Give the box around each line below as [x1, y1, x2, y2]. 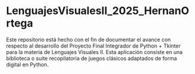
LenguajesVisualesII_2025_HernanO [6, 4, 190, 18]
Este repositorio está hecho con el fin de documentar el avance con [6, 36, 171, 43]
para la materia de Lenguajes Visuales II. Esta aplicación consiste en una [6, 48, 183, 55]
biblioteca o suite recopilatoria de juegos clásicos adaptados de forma [6, 55, 177, 62]
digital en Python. [6, 60, 49, 68]
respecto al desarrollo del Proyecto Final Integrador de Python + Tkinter [6, 42, 181, 49]
